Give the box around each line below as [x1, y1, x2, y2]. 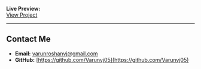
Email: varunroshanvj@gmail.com [14, 50, 98, 57]
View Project [6, 11, 38, 18]
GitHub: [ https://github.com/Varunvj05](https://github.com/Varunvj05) [14, 56, 189, 63]
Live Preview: [6, 5, 41, 12]
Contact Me [6, 34, 51, 44]
